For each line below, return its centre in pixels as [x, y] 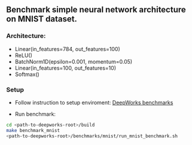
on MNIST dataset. [42, 19]
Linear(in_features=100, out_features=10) [65, 68]
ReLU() [24, 55]
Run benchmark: [35, 114]
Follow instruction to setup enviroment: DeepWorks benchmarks [94, 102]
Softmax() [27, 74]
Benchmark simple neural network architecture [96, 10]
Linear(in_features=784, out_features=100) [68, 49]
